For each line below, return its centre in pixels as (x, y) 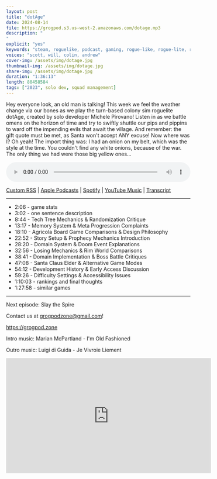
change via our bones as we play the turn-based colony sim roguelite (90, 110)
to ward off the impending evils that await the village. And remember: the (94, 129)
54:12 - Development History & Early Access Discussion (82, 269)
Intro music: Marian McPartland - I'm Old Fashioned (68, 338)
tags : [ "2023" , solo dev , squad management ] (61, 88)
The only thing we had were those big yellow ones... (69, 154)
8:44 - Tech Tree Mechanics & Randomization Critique (80, 219)
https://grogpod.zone (32, 327)
